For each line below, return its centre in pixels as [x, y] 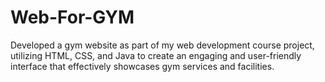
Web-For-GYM [72, 17]
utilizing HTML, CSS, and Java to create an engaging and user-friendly [156, 55]
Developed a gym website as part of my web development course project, [162, 45]
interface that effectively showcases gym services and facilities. [142, 66]
